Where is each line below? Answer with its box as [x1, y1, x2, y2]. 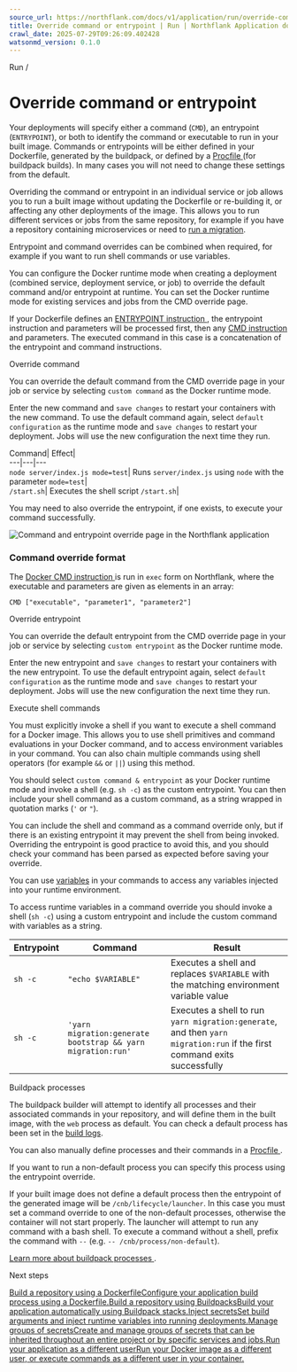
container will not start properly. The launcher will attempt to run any [9, 1217, 259, 1228]
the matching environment [171, 978, 280, 991]
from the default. [9, 169, 71, 180]
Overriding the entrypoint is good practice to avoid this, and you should [9, 839, 270, 850]
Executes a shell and [171, 956, 256, 969]
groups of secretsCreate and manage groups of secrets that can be [9, 1325, 255, 1336]
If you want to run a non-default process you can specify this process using [9, 1162, 286, 1173]
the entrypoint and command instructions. [9, 342, 162, 353]
